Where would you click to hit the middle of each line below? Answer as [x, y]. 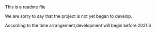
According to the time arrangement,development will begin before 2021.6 [78, 25]
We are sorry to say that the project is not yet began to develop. [69, 16]
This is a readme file [25, 7]
